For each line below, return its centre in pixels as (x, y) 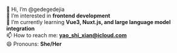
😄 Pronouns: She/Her (34, 44)
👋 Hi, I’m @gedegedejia (35, 9)
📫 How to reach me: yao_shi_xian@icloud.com (67, 35)
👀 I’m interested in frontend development (58, 16)
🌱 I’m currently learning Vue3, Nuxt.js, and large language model (88, 22)
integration (21, 28)
